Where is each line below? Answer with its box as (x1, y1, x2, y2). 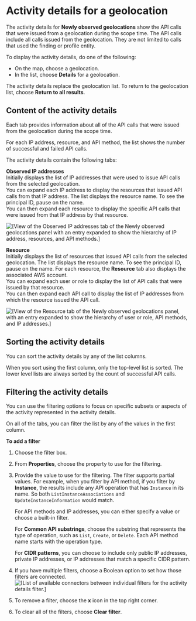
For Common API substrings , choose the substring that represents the (14, 526, 186, 533)
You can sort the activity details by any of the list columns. (6, 353, 147, 360)
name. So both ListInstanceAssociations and (14, 490, 125, 497)
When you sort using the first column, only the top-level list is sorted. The (6, 364, 183, 371)
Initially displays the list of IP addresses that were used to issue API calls (6, 174, 181, 181)
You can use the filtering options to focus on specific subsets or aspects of (6, 402, 187, 410)
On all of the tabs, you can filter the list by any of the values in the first (6, 420, 176, 427)
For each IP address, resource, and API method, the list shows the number (6, 139, 185, 146)
